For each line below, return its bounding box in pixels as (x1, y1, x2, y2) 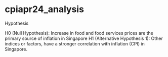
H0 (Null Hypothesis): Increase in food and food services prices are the (5, 30, 154, 36)
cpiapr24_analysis (5, 4, 85, 15)
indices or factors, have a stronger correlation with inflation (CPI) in (5, 40, 145, 46)
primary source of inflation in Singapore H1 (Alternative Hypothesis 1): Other (5, 35, 163, 41)
